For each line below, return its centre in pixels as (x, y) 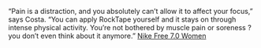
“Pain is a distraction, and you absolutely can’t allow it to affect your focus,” (131, 11)
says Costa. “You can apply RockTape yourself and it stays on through (122, 19)
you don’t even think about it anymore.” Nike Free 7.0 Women (107, 36)
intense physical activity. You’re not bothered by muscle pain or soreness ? (130, 27)
